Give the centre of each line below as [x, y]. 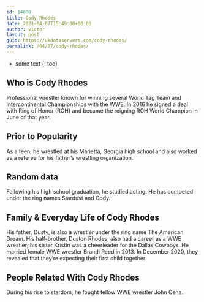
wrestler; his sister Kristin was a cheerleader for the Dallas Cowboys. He [97, 245]
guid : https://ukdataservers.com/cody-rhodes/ [67, 40]
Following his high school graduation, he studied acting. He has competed [100, 192]
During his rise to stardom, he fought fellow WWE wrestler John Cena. [95, 292]
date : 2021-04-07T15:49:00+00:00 [49, 23]
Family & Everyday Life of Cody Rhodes [83, 217]
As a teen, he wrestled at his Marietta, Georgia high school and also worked [102, 151]
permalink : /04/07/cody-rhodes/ [47, 47]
